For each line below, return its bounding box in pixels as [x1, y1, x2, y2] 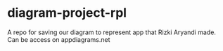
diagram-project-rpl [7, 5, 127, 21]
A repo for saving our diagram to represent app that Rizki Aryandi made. [7, 28, 217, 36]
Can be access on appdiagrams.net [7, 35, 110, 43]
